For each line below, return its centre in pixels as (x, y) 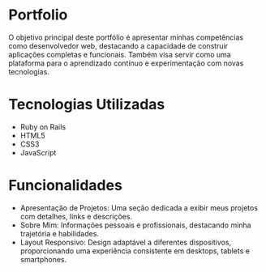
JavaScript (38, 152)
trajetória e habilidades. (60, 233)
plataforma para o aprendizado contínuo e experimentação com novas (126, 63)
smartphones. (43, 259)
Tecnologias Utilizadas (87, 105)
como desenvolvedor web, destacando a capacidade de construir (118, 45)
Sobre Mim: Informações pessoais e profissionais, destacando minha (135, 225)
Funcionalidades (66, 186)
